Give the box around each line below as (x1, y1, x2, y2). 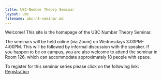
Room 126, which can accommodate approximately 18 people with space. (5, 54, 151, 60)
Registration (5, 69, 29, 75)
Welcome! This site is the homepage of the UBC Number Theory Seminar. (5, 30, 152, 35)
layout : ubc (5, 12, 29, 16)
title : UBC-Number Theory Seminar (5, 7, 75, 12)
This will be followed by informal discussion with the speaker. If (23, 44, 149, 50)
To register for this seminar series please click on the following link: (5, 63, 139, 69)
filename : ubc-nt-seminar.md (5, 16, 64, 21)
